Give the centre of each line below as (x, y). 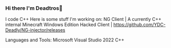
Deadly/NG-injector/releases (35, 30)
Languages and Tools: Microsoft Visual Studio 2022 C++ (65, 40)
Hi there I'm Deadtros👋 (34, 8)
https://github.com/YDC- (139, 25)
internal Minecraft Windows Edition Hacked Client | (59, 25)
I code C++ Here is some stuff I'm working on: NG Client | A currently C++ (83, 19)
